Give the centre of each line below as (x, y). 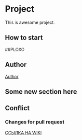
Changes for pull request (35, 122)
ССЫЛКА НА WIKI (23, 133)
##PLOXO (15, 49)
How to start (24, 38)
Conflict (17, 108)
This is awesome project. (30, 22)
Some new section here (41, 92)
